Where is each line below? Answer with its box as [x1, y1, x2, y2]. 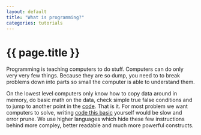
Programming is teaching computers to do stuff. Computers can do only [6, 65, 184, 73]
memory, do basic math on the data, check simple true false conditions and [6, 97, 193, 104]
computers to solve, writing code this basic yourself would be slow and [6, 109, 182, 116]
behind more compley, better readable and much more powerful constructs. [6, 122, 194, 129]
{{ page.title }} [6, 46, 80, 59]
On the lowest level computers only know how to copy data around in [6, 90, 178, 97]
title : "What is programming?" [6, 14, 85, 20]
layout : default [6, 8, 47, 15]
